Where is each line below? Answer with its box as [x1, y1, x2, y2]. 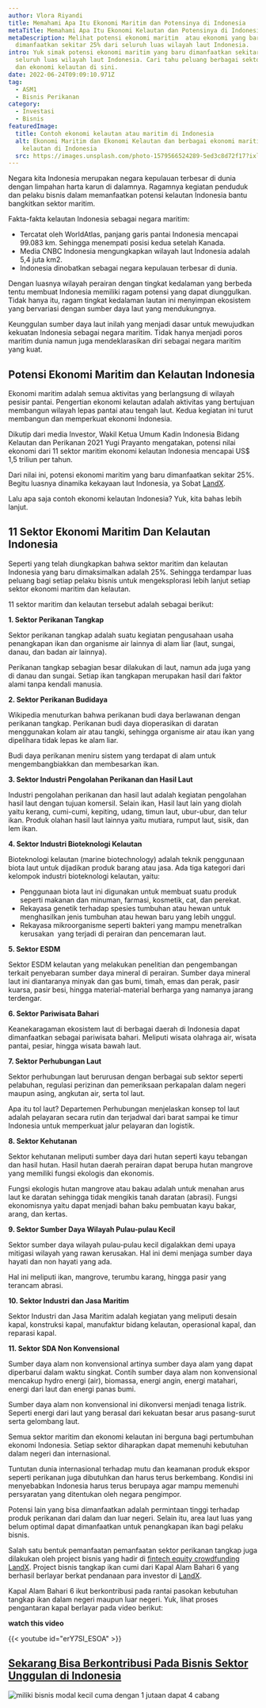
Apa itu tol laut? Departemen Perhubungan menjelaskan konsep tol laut [8, 1104, 240, 1114]
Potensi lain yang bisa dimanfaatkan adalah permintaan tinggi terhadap [8, 1505, 240, 1514]
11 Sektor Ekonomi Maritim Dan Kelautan [8, 525, 211, 539]
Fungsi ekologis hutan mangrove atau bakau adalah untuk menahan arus [8, 1183, 245, 1193]
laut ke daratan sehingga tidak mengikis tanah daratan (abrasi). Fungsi [8, 1192, 237, 1202]
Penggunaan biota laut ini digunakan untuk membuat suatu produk [19, 887, 237, 896]
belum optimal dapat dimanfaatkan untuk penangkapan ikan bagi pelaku [8, 1521, 244, 1531]
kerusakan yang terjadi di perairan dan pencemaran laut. [19, 929, 207, 938]
